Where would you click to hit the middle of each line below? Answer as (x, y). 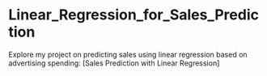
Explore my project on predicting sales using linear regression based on (128, 54)
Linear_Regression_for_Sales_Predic (133, 15)
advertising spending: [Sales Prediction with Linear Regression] (114, 63)
